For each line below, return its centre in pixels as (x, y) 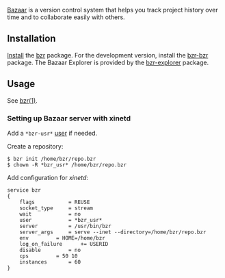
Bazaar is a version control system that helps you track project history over (112, 10)
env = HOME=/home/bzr (63, 238)
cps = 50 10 (49, 256)
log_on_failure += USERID (64, 244)
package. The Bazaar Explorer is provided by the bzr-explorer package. (108, 62)
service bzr (24, 190)
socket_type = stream (56, 208)
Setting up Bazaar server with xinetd (69, 118)
